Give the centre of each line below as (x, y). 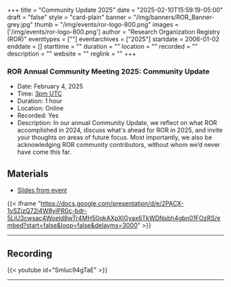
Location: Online (40, 108)
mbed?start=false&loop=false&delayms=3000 (73, 225)
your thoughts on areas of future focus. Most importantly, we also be (114, 137)
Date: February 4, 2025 (50, 87)
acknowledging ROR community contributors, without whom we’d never (119, 145)
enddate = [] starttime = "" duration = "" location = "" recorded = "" (102, 46)
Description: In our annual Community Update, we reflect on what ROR (117, 123)
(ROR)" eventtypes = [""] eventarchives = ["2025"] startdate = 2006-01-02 (113, 39)
